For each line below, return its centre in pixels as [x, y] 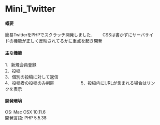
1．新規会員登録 [21, 64]
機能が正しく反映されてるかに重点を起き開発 [58, 41]
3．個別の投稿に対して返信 [32, 77]
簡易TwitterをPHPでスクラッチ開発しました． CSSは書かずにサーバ [75, 35]
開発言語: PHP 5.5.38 [26, 118]
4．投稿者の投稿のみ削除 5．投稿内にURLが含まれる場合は [76, 83]
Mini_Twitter [30, 9]
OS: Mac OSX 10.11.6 [25, 112]
